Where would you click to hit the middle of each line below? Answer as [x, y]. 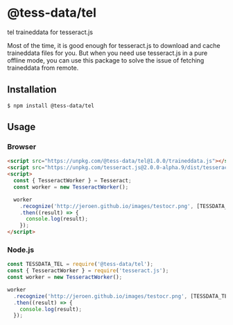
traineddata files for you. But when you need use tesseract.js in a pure [107, 53]
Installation [32, 89]
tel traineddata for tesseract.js [50, 32]
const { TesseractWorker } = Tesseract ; [72, 181]
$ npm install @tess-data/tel [51, 106]
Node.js [21, 250]
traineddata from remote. [43, 68]
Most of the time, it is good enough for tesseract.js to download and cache [114, 45]
